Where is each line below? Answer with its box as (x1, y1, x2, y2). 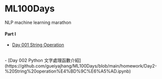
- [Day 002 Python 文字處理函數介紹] (5, 58, 81, 64)
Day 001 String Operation (12, 42, 65, 48)
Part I (5, 31, 16, 37)
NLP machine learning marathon (5, 19, 71, 25)
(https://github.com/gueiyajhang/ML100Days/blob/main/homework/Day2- (5, 63, 157, 69)
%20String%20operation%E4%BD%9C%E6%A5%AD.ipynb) (5, 68, 131, 75)
